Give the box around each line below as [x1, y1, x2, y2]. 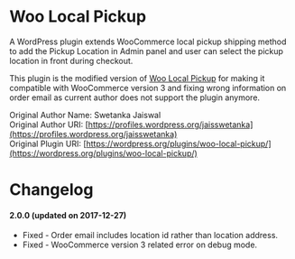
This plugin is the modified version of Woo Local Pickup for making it [9, 72, 265, 83]
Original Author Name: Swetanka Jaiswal [9, 109, 161, 120]
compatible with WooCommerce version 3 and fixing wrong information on [9, 82, 287, 93]
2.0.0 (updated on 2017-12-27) [9, 209, 127, 220]
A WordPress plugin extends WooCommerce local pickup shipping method [9, 36, 287, 47]
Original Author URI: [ [9, 119, 88, 130]
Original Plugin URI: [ [9, 138, 88, 149]
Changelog [9, 180, 94, 200]
